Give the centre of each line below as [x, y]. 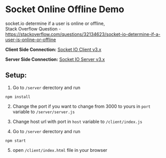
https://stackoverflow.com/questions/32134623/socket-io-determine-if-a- [83, 34]
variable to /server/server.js [44, 112]
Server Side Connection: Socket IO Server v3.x [55, 59]
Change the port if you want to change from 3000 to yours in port [81, 106]
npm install [18, 97]
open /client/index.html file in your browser [60, 150]
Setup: [16, 75]
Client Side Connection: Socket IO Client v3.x [53, 49]
